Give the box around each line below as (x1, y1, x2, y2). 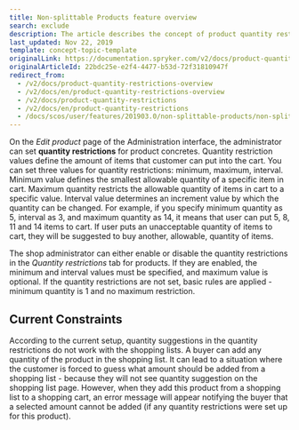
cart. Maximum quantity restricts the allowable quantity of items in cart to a (9, 184, 285, 195)
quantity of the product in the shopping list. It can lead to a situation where (9, 354, 283, 364)
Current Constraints (9, 312, 123, 327)
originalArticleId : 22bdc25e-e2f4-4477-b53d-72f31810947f (9, 63, 229, 72)
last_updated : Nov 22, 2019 (9, 37, 114, 47)
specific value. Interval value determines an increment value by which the (9, 193, 279, 204)
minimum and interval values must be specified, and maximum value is (9, 267, 269, 278)
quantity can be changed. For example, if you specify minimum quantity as (9, 203, 283, 213)
